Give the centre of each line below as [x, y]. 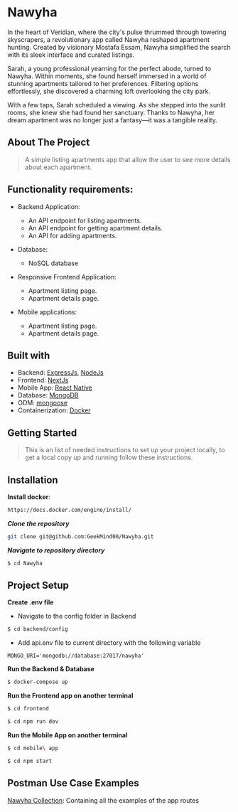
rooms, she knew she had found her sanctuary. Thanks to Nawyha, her [111, 112]
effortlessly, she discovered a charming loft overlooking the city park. [109, 91]
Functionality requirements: [70, 189]
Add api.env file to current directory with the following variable [109, 643]
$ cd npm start [30, 761]
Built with [29, 355]
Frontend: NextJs [43, 380]
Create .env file [31, 602]
